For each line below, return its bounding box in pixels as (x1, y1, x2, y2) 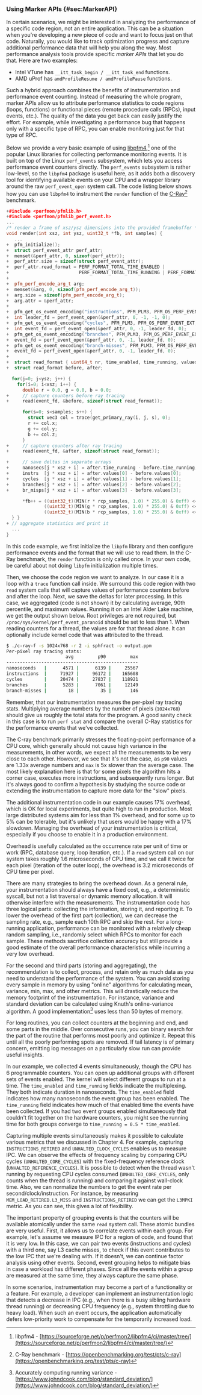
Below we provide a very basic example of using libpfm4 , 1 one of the (6, 143, 177, 151)
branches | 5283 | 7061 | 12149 (6, 682, 138, 688)
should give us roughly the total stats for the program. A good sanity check (6, 711, 192, 718)
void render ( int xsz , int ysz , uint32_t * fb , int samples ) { (6, 231, 163, 237)
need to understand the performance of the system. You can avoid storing (6, 974, 191, 982)
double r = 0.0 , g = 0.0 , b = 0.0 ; (22, 387, 112, 393)
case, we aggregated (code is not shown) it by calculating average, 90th (6, 599, 186, 606)
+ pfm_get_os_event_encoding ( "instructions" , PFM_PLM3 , (6, 309, 152, 315)
